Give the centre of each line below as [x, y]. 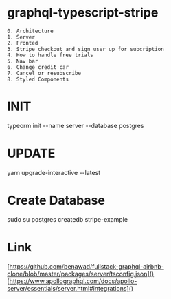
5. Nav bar [23, 61]
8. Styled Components [38, 79]
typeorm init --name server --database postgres [76, 125]
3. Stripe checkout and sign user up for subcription [86, 49]
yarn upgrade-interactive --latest [54, 172]
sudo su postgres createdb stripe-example [68, 219]
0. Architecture [30, 31]
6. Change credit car [38, 67]
